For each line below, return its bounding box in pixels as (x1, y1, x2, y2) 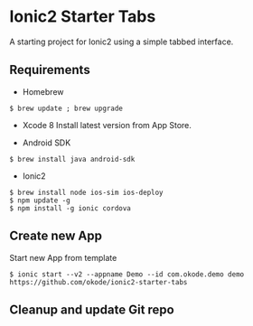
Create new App (9, 228, 102, 244)
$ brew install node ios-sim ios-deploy (9, 188, 164, 197)
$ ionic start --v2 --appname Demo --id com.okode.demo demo (9, 269, 245, 279)
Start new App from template (9, 252, 117, 263)
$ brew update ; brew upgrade (9, 104, 124, 113)
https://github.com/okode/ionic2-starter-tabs (9, 277, 188, 286)
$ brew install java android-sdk (9, 154, 136, 163)
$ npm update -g (9, 196, 70, 205)
